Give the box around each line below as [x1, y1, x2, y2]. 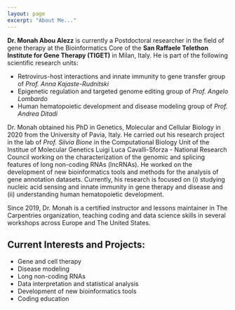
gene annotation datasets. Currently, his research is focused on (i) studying [7, 175, 226, 183]
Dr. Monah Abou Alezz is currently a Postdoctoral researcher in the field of [7, 36, 224, 44]
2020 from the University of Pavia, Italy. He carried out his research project [7, 130, 225, 139]
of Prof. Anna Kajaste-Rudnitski [17, 79, 109, 88]
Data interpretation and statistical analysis [17, 280, 139, 288]
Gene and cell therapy [17, 257, 82, 266]
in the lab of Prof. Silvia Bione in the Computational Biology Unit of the [7, 137, 210, 146]
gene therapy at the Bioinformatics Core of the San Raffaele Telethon [7, 43, 209, 52]
